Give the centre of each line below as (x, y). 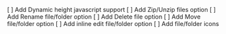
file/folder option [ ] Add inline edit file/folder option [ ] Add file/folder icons (113, 24)
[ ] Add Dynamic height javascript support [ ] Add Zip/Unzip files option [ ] (112, 10)
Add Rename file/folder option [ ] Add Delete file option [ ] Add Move (104, 17)
